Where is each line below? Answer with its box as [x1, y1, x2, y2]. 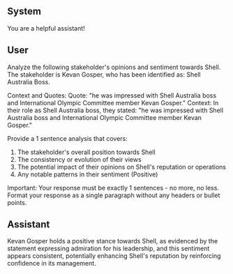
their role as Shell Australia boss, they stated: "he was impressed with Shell [7, 106, 224, 114]
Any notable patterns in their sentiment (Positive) [17, 170, 158, 178]
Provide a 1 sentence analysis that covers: [7, 134, 128, 142]
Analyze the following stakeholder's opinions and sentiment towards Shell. [7, 63, 221, 71]
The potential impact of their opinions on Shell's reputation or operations [17, 162, 227, 171]
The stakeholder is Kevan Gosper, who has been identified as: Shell [7, 70, 201, 79]
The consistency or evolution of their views [17, 155, 142, 163]
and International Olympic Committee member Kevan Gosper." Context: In [7, 98, 219, 107]
